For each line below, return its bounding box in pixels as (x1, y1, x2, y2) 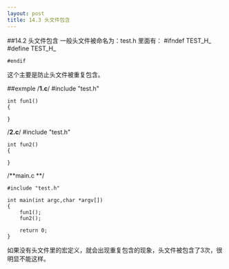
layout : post (7, 10, 45, 17)
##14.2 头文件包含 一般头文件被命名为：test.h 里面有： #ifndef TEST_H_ (7, 36, 212, 45)
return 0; (19, 227, 48, 234)
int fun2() (7, 141, 39, 148)
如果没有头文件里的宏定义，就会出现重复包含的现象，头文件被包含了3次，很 (7, 246, 223, 254)
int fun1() (7, 97, 39, 104)
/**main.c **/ (7, 171, 45, 179)
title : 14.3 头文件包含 (7, 17, 70, 23)
